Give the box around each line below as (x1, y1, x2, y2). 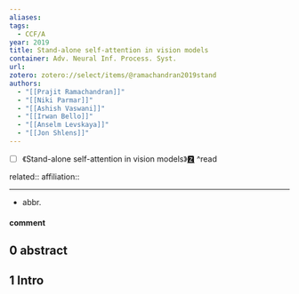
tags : (9, 21, 29, 30)
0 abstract (9, 242, 69, 258)
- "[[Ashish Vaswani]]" (17, 104, 105, 113)
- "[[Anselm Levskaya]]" (17, 121, 109, 130)
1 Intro (9, 273, 44, 289)
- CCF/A (17, 29, 46, 38)
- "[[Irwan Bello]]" (17, 112, 93, 121)
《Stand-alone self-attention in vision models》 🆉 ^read (21, 153, 218, 164)
